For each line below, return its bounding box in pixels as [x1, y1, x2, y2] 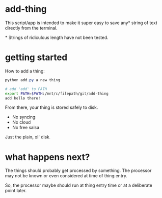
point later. [5, 188, 27, 194]
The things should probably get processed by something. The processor [5, 167, 152, 173]
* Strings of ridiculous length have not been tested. [5, 34, 108, 40]
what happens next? [5, 151, 90, 163]
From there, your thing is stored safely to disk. [5, 104, 98, 110]
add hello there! [5, 96, 41, 100]
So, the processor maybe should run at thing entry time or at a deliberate [5, 182, 153, 188]
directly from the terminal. [5, 25, 58, 31]
